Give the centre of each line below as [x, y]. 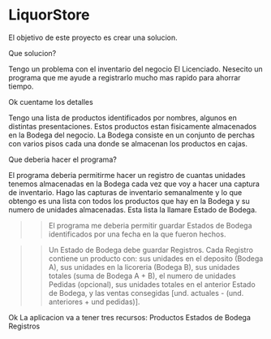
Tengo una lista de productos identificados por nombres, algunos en [123, 117]
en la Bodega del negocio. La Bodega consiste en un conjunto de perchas [132, 135]
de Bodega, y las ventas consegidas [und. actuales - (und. [146, 293]
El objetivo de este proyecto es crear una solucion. [93, 37]
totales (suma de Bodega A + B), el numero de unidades [142, 276]
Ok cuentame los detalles [51, 102]
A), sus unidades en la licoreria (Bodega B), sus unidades [144, 267]
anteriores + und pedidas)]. [94, 302]
